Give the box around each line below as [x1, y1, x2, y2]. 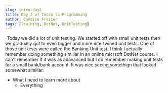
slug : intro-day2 [5, 7, 42, 13]
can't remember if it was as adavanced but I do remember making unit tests [5, 56, 163, 63]
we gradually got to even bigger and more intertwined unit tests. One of [5, 41, 154, 47]
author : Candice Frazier [5, 17, 58, 22]
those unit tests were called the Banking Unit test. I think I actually [5, 46, 143, 52]
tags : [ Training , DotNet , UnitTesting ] [5, 21, 90, 27]
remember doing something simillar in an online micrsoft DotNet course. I [5, 51, 158, 57]
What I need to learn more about [12, 77, 80, 83]
